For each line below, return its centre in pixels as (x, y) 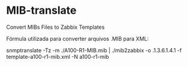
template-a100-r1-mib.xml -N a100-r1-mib (58, 56)
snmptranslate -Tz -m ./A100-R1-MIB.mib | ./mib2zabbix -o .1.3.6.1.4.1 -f (94, 50)
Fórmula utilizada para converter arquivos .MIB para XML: (77, 38)
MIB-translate (41, 10)
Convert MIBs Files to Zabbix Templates (56, 27)
